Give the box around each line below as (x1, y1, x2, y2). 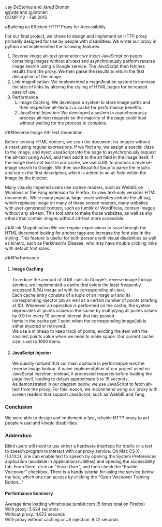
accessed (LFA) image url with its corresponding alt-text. (12, 287, 126, 293)
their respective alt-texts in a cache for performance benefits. (19, 104, 143, 110)
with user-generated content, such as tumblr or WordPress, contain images (5, 205, 155, 211)
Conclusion (5, 404, 33, 410)
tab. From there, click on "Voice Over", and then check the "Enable (5, 464, 138, 469)
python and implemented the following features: (5, 44, 101, 49)
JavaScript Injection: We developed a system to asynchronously (19, 110, 147, 116)
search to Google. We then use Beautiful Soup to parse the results (18, 165, 150, 170)
